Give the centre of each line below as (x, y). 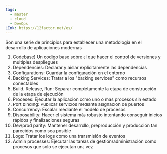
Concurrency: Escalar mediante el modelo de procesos (69, 110)
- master (19, 14)
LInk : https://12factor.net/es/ (39, 28)
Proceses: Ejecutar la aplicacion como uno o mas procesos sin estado (84, 99)
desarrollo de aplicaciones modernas (43, 48)
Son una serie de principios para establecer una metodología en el (74, 42)
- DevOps (19, 24)
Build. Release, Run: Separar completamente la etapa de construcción (84, 89)
